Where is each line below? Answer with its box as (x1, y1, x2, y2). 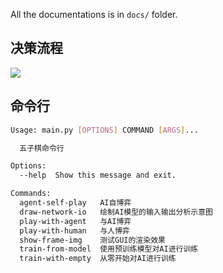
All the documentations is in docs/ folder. (10, 9, 178, 20)
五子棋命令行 (19, 143, 65, 153)
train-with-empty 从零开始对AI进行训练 (19, 254, 177, 264)
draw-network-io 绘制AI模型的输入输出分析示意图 (19, 207, 213, 217)
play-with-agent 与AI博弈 (19, 216, 132, 226)
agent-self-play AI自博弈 (19, 198, 132, 208)
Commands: (10, 189, 52, 199)
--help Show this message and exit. (19, 170, 177, 181)
